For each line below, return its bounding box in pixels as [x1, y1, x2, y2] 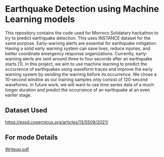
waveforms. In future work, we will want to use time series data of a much [5, 81, 154, 87]
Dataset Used [5, 106, 47, 115]
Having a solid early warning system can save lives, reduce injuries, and [5, 45, 150, 51]
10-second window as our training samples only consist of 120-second [5, 77, 148, 82]
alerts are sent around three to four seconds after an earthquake [23, 56, 153, 61]
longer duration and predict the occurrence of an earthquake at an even [5, 87, 150, 93]
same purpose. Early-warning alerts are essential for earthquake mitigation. [5, 40, 158, 46]
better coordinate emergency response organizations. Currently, [5, 50, 135, 57]
